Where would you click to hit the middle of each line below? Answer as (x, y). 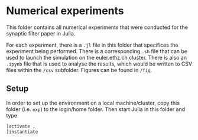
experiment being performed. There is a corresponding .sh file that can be (97, 51)
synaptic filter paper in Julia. (41, 33)
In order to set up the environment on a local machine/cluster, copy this (93, 103)
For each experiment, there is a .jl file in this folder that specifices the (92, 45)
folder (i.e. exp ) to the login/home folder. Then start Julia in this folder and (96, 109)
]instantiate (22, 132)
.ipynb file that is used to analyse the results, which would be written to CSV (99, 64)
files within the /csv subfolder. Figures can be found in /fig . (79, 70)
